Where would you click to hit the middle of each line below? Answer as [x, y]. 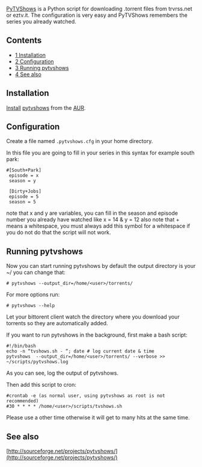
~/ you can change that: [36, 272]
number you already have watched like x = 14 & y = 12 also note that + [93, 220]
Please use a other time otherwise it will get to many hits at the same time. [98, 418]
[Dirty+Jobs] [25, 192]
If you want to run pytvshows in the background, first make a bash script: [97, 335]
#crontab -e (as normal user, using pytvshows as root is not [86, 396]
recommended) [23, 401]
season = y [22, 181]
